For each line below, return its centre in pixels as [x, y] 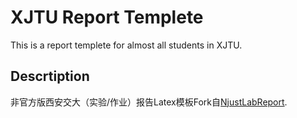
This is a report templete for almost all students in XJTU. [126, 45]
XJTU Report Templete [107, 17]
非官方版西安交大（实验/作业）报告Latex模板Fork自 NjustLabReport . [149, 102]
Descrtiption [50, 76]
